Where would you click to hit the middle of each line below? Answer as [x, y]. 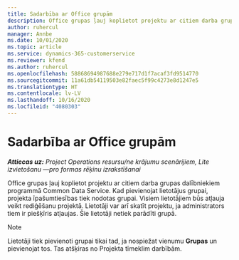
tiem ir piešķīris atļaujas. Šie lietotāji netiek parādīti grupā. [92, 213]
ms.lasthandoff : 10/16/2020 [49, 100]
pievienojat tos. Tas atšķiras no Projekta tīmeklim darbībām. [95, 248]
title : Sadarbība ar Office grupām [60, 14]
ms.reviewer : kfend [36, 61]
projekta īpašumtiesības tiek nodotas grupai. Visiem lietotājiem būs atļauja [116, 198]
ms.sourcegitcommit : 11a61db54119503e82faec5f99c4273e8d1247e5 [103, 80]
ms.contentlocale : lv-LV [44, 93]
